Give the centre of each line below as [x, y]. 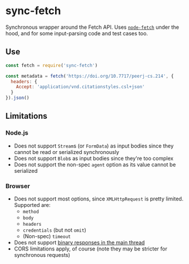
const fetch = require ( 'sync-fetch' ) [52, 65]
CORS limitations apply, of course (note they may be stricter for [91, 249]
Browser [18, 186]
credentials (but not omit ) [54, 230]
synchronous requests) [42, 255]
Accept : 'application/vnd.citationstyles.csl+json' [80, 87]
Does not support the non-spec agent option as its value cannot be [95, 164]
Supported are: [32, 205]
